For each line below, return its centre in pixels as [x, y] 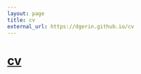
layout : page [26, 13]
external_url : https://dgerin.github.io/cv [71, 26]
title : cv [21, 20]
